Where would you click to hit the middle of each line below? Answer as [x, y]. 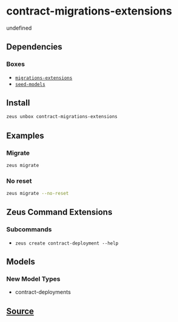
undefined [19, 28]
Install [18, 103]
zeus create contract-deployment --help [67, 243]
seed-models [30, 84]
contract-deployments [43, 292]
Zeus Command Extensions [59, 212]
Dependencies [34, 47]
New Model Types [33, 279]
